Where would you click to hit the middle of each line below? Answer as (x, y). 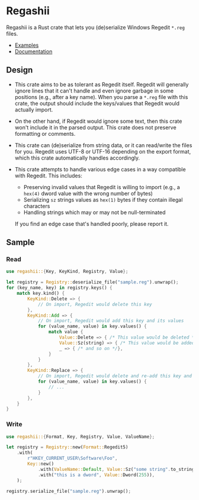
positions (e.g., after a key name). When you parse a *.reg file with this (101, 97)
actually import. (34, 109)
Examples (27, 45)
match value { (66, 332)
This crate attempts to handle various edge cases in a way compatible (100, 169)
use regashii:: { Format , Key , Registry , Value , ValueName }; (81, 437)
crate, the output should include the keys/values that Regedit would (97, 103)
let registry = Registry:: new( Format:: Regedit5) (67, 447)
